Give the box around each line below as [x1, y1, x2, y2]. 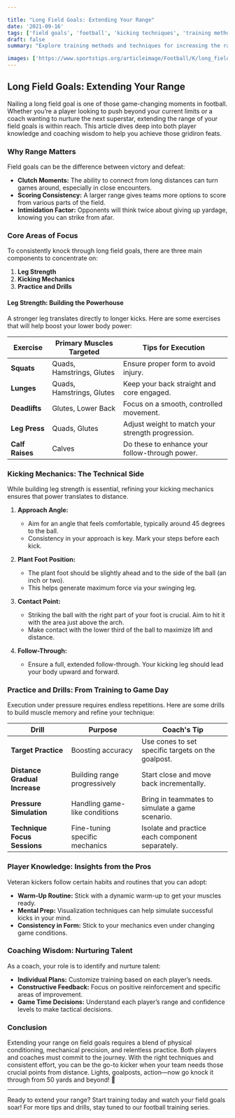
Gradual [10, 774, 38, 784]
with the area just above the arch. [27, 618, 124, 626]
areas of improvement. [17, 990, 83, 998]
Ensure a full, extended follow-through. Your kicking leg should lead [27, 660, 224, 668]
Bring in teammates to [141, 795, 214, 805]
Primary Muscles [55, 338, 113, 348]
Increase [10, 783, 41, 793]
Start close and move [141, 770, 211, 780]
